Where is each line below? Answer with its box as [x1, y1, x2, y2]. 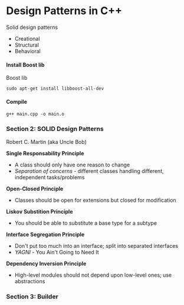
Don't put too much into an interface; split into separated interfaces [14, 242, 179, 249]
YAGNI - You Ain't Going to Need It [14, 248, 99, 255]
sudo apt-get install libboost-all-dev [6, 86, 104, 92]
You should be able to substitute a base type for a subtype [14, 219, 157, 227]
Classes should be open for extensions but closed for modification [14, 196, 176, 204]
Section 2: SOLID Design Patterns [6, 125, 104, 133]
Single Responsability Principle [6, 149, 84, 157]
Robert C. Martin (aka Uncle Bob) [6, 138, 87, 145]
